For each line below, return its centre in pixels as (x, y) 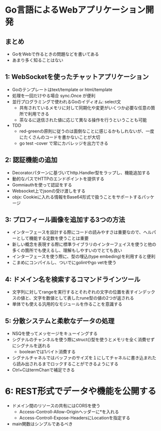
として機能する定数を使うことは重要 (52, 238)
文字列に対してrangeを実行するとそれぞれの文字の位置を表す (73, 292)
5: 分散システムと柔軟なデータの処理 (60, 321)
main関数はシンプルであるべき (42, 424)
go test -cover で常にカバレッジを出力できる (64, 143)
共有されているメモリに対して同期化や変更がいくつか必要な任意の (85, 108)
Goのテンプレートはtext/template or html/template (62, 89)
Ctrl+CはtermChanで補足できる (43, 370)
